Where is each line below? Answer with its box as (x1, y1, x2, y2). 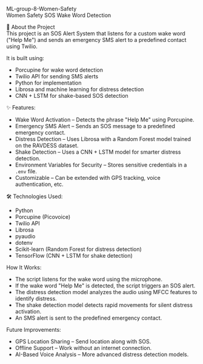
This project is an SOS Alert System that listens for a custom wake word (6, 30, 186, 37)
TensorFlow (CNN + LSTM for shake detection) (15, 252, 133, 259)
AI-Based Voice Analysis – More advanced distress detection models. (15, 351, 189, 358)
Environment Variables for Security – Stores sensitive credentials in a (15, 161, 187, 168)
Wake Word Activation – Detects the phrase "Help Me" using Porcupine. (15, 116, 195, 123)
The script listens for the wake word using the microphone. (15, 276, 162, 283)
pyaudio (15, 233, 36, 239)
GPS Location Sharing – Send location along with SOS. (15, 338, 151, 345)
